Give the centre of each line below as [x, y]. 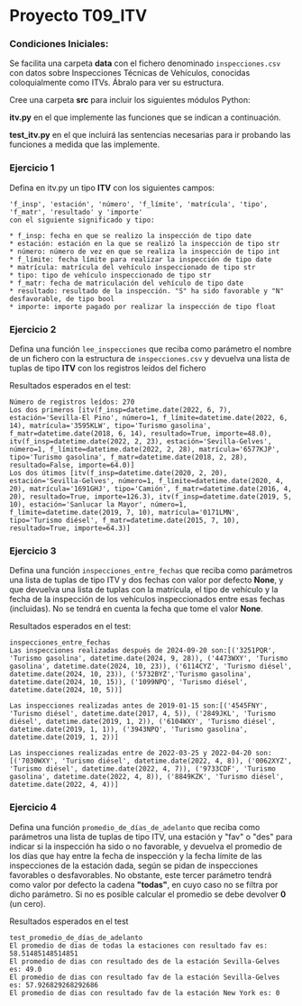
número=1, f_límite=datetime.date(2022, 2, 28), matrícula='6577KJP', [145, 450]
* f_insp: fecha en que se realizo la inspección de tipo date [131, 235]
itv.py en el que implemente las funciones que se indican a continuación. [145, 117]
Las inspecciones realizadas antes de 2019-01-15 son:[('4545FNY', [139, 706]
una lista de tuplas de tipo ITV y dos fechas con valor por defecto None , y [146, 580]
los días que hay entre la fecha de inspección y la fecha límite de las [136, 855]
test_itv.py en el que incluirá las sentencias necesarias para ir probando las [150, 135]
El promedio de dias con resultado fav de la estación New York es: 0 [145, 992]
